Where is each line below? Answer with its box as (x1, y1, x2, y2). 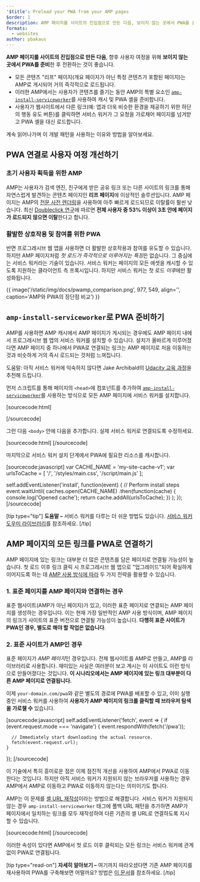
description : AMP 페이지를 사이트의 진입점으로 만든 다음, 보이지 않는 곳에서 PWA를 (6, 20, 190, 26)
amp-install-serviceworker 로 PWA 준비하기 (6, 312, 165, 322)
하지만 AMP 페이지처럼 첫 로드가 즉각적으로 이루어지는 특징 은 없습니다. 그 (6, 252, 177, 259)
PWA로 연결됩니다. (17, 849, 61, 856)
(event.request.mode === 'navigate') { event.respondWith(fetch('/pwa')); (6, 723, 186, 730)
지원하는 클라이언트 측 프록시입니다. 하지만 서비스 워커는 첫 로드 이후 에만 (17, 266, 186, 274)
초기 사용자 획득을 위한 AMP (6, 169, 83, 177)
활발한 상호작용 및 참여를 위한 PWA (6, 230, 101, 238)
